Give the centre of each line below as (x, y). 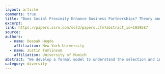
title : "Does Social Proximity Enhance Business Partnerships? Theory (79, 18)
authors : (14, 37)
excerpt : (14, 23)
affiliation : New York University (49, 46)
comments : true (21, 14)
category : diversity (26, 64)
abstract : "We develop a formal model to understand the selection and (80, 59)
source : (13, 32)
